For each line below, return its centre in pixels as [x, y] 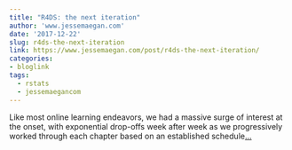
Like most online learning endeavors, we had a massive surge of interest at [146, 117]
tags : [19, 75]
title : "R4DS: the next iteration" [75, 17]
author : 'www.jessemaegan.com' [67, 26]
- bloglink [29, 67]
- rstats [33, 83]
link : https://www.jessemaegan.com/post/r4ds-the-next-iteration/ [134, 51]
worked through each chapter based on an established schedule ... [130, 136]
